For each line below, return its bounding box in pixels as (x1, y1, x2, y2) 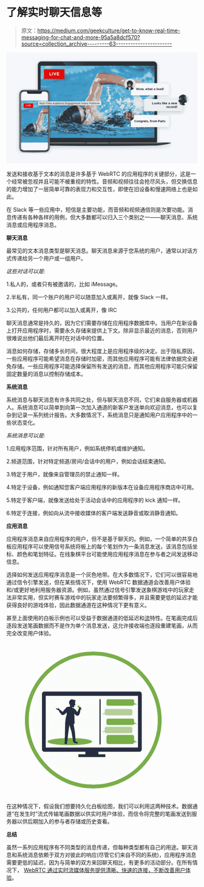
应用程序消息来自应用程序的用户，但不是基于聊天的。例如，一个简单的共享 (6, 535, 192, 542)
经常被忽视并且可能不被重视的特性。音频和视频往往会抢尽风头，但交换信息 (11, 178, 198, 185)
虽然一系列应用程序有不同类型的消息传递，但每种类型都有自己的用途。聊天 (6, 843, 192, 850)
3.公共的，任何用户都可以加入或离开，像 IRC (6, 306, 117, 313)
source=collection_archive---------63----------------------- (21, 40, 172, 47)
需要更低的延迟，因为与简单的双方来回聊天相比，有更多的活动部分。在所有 (6, 858, 192, 866)
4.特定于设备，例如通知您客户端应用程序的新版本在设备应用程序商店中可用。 (6, 483, 197, 490)
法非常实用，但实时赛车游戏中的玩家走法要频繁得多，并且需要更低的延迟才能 (6, 594, 198, 601)
